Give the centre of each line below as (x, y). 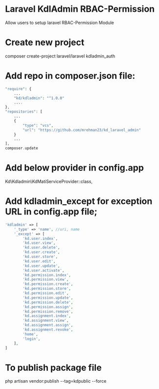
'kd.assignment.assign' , (48, 325)
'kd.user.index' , (40, 238)
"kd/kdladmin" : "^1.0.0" (39, 98)
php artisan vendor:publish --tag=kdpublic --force (56, 381)
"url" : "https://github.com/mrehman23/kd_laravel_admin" (82, 130)
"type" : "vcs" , (38, 125)
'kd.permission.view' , (46, 280)
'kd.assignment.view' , (46, 321)
